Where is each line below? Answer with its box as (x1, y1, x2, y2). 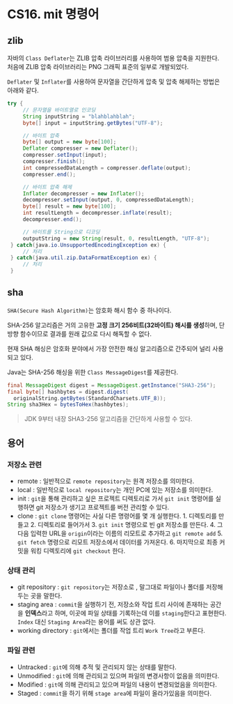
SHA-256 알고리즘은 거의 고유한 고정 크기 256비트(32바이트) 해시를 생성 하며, (7, 321, 218, 329)
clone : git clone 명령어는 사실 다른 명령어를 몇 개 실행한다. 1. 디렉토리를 (17, 512, 217, 520)
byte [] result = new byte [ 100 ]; (22, 203, 117, 210)
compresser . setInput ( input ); (22, 151, 108, 159)
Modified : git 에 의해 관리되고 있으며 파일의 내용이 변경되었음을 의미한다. (17, 680, 217, 689)
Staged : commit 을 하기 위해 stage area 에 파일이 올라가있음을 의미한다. (17, 689, 212, 697)
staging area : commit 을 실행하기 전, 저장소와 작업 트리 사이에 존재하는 (17, 600, 209, 609)
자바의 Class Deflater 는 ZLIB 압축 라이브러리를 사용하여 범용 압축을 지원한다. (7, 54, 220, 62)
